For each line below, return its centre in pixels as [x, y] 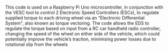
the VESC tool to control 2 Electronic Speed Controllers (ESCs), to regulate [82, 12]
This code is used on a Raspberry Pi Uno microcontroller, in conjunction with [84, 7]
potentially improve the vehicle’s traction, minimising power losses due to [81, 39]
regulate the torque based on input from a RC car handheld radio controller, [83, 28]
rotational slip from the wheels [37, 44]
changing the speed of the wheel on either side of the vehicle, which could [82, 34]
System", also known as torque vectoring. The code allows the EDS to [77, 23]
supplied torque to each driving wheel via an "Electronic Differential [75, 18]
